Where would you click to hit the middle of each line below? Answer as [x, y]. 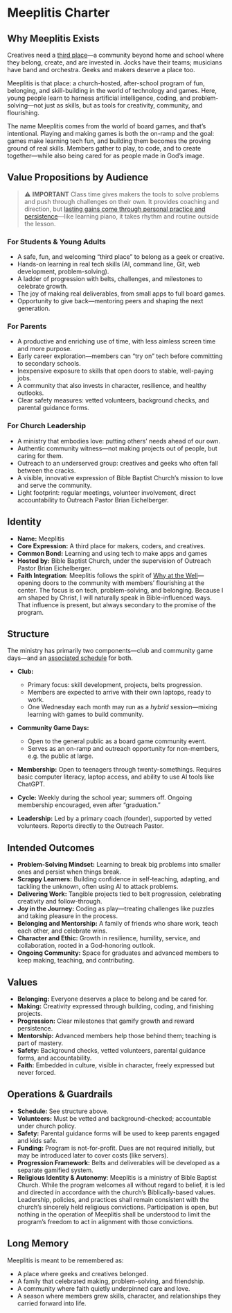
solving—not [25, 105]
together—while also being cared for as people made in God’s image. [106, 155]
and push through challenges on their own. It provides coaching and [122, 201]
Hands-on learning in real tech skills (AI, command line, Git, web [109, 264]
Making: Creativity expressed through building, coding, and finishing [115, 1006]
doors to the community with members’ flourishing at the [124, 583]
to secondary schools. [49, 364]
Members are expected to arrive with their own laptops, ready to [119, 693]
